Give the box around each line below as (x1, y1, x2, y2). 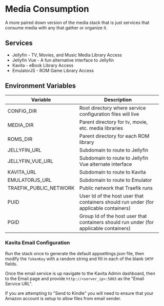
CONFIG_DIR (7, 108, 37, 114)
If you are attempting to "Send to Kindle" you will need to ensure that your (5, 290, 154, 296)
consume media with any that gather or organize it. (5, 24, 107, 30)
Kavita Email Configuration (5, 240, 70, 246)
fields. (5, 261, 18, 267)
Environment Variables (5, 82, 76, 90)
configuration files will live (79, 110, 139, 117)
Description (104, 96, 132, 103)
